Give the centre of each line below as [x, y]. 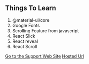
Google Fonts [26, 25]
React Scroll [24, 46]
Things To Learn [31, 8]
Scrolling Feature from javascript [45, 31]
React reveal [25, 41]
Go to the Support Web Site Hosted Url [44, 56]
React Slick [24, 36]
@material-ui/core [31, 20]
